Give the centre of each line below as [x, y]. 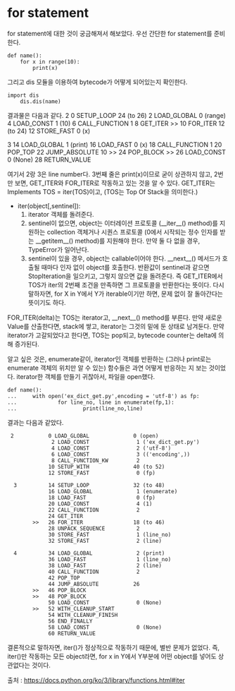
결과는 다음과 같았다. [36, 422]
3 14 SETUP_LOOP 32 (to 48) [89, 485]
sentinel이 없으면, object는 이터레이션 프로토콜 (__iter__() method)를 [123, 223]
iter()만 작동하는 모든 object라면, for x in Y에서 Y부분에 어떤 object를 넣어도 [112, 656]
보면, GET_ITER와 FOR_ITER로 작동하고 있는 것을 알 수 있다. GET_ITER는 [115, 183]
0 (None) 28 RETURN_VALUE [49, 160]
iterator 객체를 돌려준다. [61, 214]
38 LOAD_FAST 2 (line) [105, 565]
